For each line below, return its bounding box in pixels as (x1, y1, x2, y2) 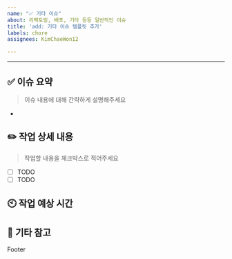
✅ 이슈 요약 (7, 75, 53, 87)
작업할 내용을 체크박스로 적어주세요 (23, 154, 119, 162)
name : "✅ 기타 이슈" (7, 10, 62, 17)
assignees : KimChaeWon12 (7, 36, 79, 43)
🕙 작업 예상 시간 (7, 198, 74, 210)
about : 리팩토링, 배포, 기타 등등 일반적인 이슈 (7, 17, 126, 24)
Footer (7, 245, 26, 253)
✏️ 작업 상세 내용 (7, 131, 74, 143)
